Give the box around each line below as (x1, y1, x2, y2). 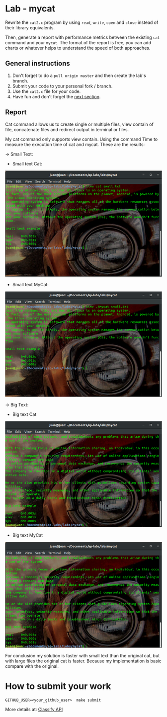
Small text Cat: (12, 160, 43, 166)
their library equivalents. (5, 24, 55, 30)
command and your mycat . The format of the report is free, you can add (5, 39, 152, 45)
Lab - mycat (5, 3, 56, 14)
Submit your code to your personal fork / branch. (12, 83, 113, 89)
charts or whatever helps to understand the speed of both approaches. (5, 45, 151, 51)
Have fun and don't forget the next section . (12, 93, 101, 99)
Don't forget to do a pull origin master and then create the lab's (12, 73, 146, 79)
